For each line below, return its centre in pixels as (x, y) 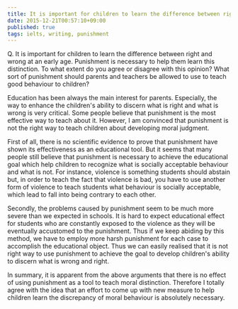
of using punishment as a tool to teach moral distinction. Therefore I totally (116, 283)
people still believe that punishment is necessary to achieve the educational (118, 157)
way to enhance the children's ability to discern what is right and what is (113, 105)
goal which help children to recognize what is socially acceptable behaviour (118, 165)
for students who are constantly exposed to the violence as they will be (112, 224)
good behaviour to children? (49, 84)
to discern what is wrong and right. (58, 261)
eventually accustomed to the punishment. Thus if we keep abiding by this (116, 231)
